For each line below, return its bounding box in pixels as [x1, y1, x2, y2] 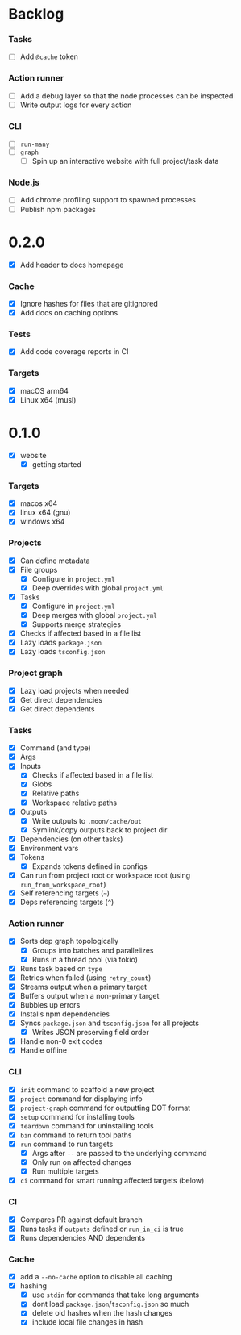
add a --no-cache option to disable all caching [19, 1272, 172, 1282]
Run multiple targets [31, 1166, 99, 1176]
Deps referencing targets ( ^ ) [19, 897, 114, 907]
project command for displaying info [19, 1094, 143, 1103]
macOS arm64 [19, 386, 69, 395]
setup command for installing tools [19, 1112, 135, 1121]
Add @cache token [19, 52, 79, 61]
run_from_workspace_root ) [19, 880, 106, 890]
